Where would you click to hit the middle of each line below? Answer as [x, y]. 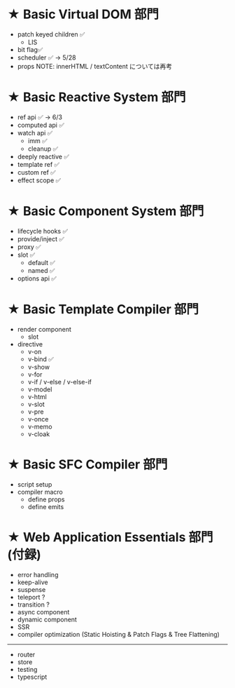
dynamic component [47, 619]
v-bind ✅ [41, 359]
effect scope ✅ [39, 180]
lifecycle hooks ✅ [43, 231]
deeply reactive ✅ [43, 156]
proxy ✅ [29, 247]
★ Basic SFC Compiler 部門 [87, 464]
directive [30, 344]
